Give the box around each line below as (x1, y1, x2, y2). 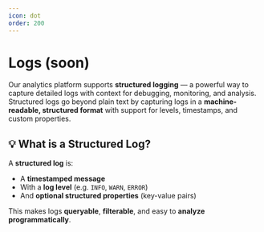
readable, (8, 106, 42, 115)
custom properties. (8, 114, 71, 124)
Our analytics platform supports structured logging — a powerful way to (8, 80, 249, 90)
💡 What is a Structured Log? (8, 137, 151, 150)
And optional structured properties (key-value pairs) (19, 191, 197, 201)
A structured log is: (8, 158, 74, 168)
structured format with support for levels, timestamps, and (42, 106, 238, 115)
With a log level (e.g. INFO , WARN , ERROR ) (19, 182, 148, 192)
